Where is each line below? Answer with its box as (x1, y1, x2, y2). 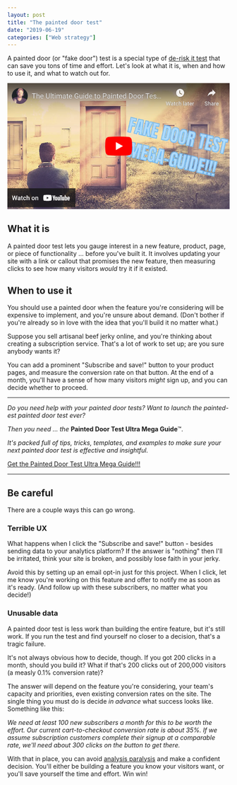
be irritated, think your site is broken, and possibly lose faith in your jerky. (7, 554, 221, 563)
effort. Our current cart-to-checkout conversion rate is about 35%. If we (7, 726, 217, 734)
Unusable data (7, 608, 59, 618)
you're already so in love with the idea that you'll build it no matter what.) (7, 318, 219, 327)
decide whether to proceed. (7, 383, 88, 392)
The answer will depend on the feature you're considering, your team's (7, 682, 214, 690)
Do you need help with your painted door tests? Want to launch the (7, 404, 202, 412)
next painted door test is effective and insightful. (7, 446, 149, 455)
